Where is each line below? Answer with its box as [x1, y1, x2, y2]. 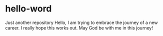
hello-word [5, 3, 52, 14]
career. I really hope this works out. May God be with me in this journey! [5, 24, 153, 30]
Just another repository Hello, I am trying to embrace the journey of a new [5, 19, 158, 25]
